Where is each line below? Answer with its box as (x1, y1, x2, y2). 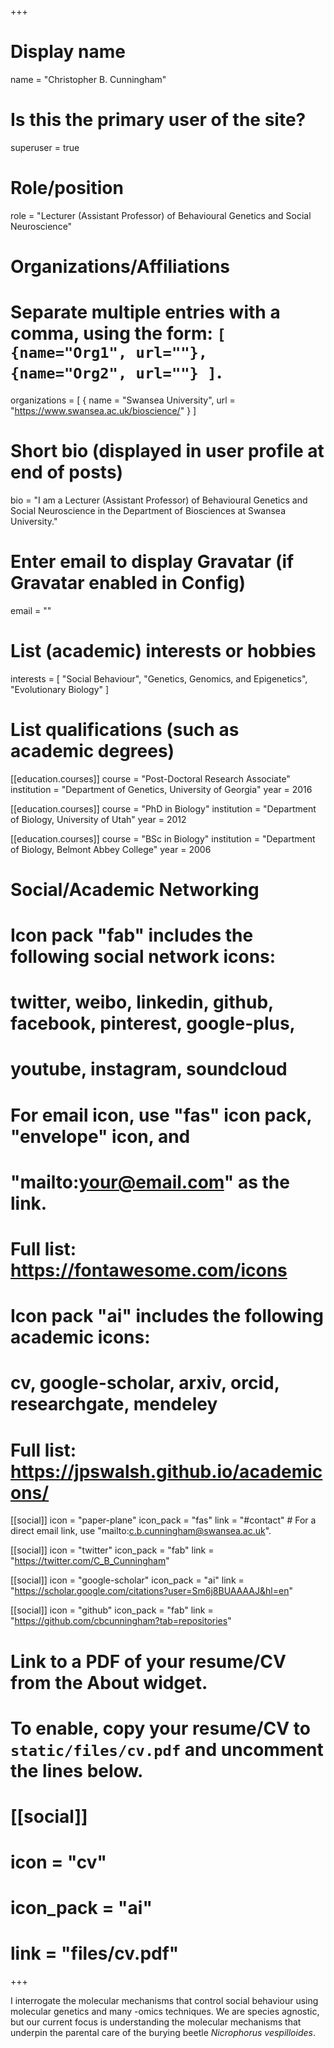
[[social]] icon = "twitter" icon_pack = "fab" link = (10, 1544, 215, 1556)
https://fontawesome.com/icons (10, 1259, 288, 1281)
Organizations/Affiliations (10, 256, 231, 278)
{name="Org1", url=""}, (10, 344, 208, 363)
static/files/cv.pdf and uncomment (10, 1738, 324, 1761)
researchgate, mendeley (10, 1393, 218, 1416)
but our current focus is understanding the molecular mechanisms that (10, 2016, 302, 2028)
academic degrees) (10, 739, 175, 762)
